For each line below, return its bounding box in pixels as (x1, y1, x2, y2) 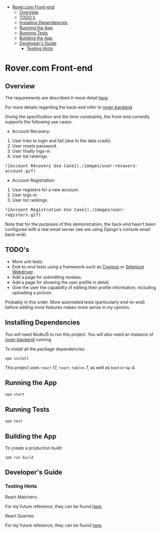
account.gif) (5, 168, 36, 173)
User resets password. (12, 143, 58, 149)
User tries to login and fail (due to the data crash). (12, 138, 112, 143)
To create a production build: (5, 445, 63, 451)
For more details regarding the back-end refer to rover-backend (5, 104, 132, 110)
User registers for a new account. (12, 187, 79, 192)
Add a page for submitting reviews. (12, 274, 82, 280)
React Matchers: (5, 494, 38, 500)
